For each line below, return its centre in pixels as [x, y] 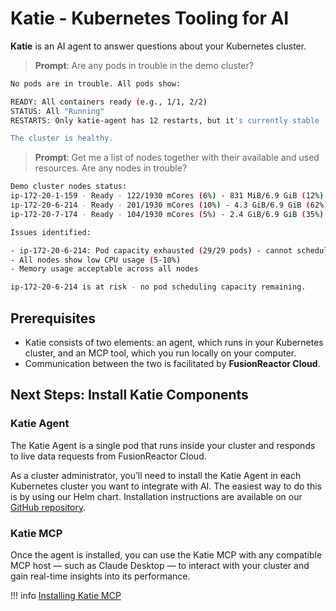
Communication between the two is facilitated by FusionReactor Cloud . [172, 363]
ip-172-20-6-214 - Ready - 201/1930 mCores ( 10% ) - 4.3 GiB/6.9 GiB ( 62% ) [169, 205]
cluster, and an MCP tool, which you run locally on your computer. [160, 353]
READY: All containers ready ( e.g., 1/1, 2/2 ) [109, 102]
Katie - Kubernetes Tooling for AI [150, 18]
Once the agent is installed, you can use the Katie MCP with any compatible [166, 554]
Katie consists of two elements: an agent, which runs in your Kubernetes [174, 342]
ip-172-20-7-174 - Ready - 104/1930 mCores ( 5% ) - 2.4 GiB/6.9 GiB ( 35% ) [167, 214]
